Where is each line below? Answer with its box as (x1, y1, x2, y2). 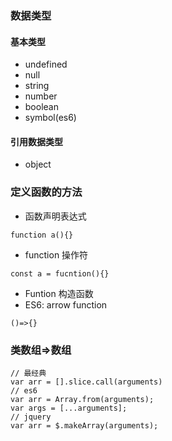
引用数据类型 (10, 135, 63, 147)
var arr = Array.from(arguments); (10, 394, 155, 404)
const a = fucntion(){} (10, 268, 110, 279)
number (24, 90, 58, 102)
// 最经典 (10, 368, 47, 378)
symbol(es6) (24, 112, 77, 124)
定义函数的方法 (10, 185, 83, 199)
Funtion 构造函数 (24, 287, 94, 299)
